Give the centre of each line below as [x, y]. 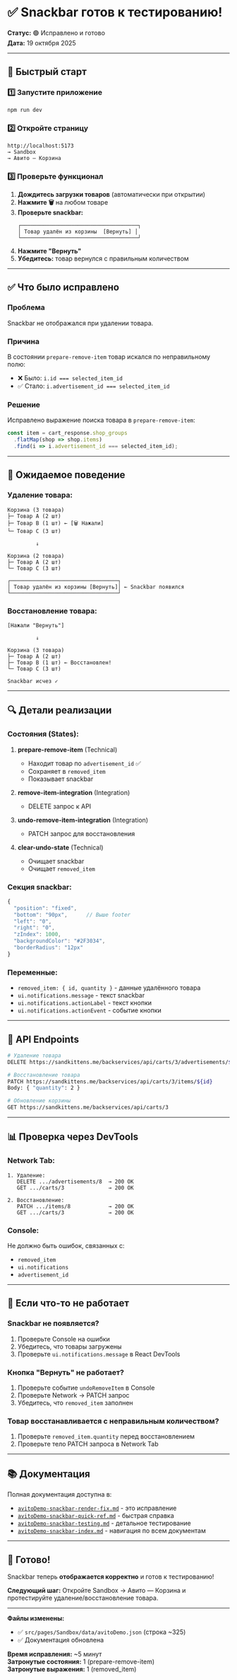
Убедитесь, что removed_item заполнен [75, 1403]
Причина [24, 341]
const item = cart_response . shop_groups [68, 433]
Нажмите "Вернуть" [49, 251]
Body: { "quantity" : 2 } [44, 1088]
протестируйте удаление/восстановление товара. [83, 1598]
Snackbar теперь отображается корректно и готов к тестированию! [111, 1577]
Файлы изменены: [36, 1618]
